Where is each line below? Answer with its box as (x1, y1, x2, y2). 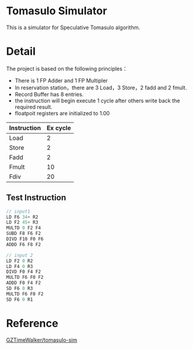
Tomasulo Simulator (6, 4, 107, 18)
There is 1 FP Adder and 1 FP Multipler (14, 77, 108, 84)
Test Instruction (6, 193, 67, 203)
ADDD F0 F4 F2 (6, 280, 42, 286)
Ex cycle (46, 124, 71, 132)
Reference (6, 316, 58, 330)
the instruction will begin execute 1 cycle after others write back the (14, 97, 180, 104)
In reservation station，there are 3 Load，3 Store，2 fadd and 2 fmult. (14, 84, 187, 91)
